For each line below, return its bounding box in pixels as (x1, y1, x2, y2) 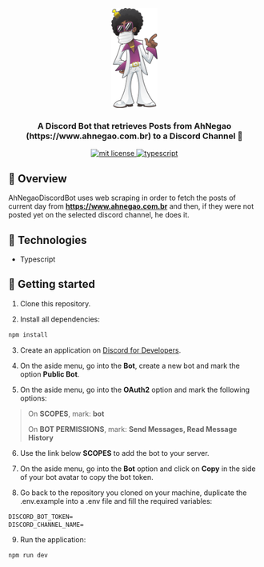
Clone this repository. (19, 298, 91, 308)
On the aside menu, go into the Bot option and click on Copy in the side (19, 464, 256, 473)
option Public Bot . (19, 369, 80, 379)
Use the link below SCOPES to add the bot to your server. (19, 448, 210, 457)
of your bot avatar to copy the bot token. (19, 472, 154, 481)
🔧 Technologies (8, 233, 87, 247)
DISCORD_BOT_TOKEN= (8, 513, 74, 521)
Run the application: (19, 534, 86, 544)
